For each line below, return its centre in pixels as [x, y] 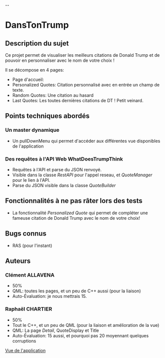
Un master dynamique [32, 130]
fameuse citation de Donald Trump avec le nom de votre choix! [76, 218]
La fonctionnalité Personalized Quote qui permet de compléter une [80, 213]
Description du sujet [37, 43]
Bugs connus [26, 234]
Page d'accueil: [28, 80]
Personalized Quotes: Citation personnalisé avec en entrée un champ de [86, 85]
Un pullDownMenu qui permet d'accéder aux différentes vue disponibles [86, 141]
